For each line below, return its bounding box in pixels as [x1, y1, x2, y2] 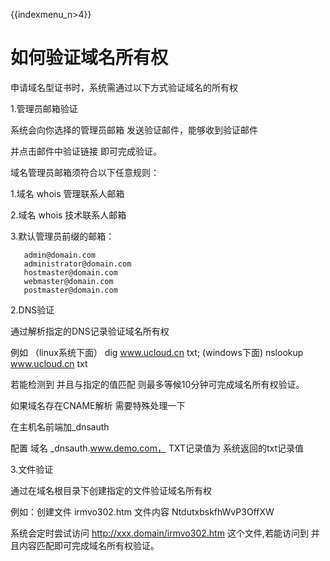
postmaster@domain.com [23, 285, 118, 295]
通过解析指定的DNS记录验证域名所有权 [10, 325, 170, 337]
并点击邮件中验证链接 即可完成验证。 [10, 145, 162, 157]
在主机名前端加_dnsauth [10, 420, 110, 433]
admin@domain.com [23, 250, 97, 260]
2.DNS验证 [10, 304, 55, 316]
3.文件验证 [10, 463, 54, 475]
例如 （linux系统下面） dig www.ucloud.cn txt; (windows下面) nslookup [10, 346, 304, 358]
